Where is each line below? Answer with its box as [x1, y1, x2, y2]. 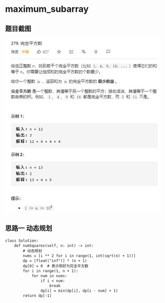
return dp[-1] [23, 293, 52, 298]
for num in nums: [31, 273, 68, 278]
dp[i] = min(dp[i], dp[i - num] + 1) [40, 288, 119, 293]
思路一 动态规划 [5, 224, 52, 233]
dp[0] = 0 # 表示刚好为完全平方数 [23, 263, 89, 268]
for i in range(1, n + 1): [23, 268, 79, 273]
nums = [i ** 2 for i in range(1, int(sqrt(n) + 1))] [23, 253, 136, 258]
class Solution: [5, 238, 39, 243]
